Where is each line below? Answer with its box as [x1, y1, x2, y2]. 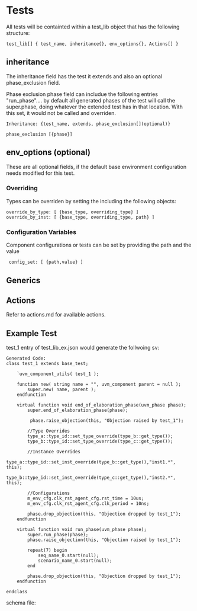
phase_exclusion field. [6, 79, 60, 86]
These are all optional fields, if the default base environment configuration [6, 163, 187, 170]
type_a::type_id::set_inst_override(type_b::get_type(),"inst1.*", [6, 459, 176, 465]
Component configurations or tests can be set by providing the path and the [6, 241, 192, 249]
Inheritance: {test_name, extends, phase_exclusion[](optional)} [6, 121, 170, 127]
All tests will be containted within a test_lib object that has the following [6, 23, 180, 30]
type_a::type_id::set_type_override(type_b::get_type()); [27, 433, 173, 439]
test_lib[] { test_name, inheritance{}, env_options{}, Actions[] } [6, 41, 179, 47]
